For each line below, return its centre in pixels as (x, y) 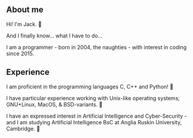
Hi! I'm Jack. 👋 (24, 24)
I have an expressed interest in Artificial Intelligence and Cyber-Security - (96, 116)
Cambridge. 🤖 (23, 128)
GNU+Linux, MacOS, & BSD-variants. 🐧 (54, 104)
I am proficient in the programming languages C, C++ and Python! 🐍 (90, 86)
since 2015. (20, 54)
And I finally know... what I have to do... (54, 36)
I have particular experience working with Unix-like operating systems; (93, 98)
